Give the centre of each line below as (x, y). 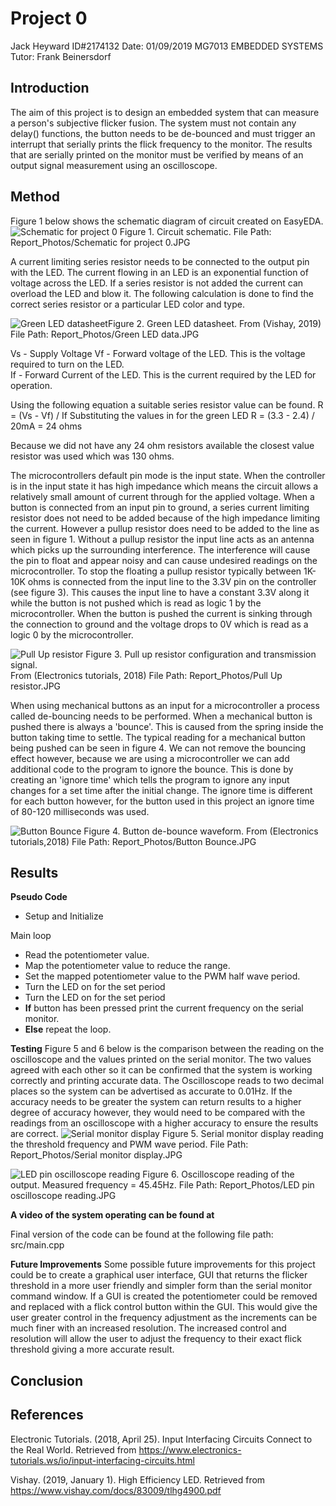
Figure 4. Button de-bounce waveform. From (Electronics (201, 831)
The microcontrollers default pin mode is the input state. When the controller (168, 475)
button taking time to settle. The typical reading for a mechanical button (158, 737)
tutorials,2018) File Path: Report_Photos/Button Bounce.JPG (133, 841)
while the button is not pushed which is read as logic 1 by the (136, 603)
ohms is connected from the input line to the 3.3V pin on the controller (172, 581)
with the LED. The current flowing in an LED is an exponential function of (159, 272)
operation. (31, 385)
